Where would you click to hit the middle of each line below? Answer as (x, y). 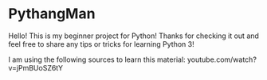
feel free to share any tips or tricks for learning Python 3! (101, 44)
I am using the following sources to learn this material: (97, 59)
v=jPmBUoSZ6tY (36, 67)
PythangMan (52, 14)
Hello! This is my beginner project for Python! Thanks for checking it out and (133, 36)
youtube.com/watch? (222, 59)
